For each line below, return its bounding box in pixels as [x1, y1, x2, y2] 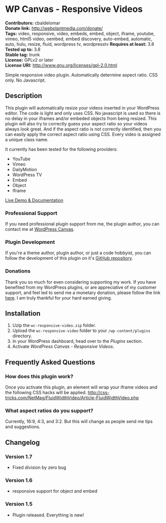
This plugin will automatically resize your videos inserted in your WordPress [5, 105, 160, 110]
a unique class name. [5, 136, 49, 142]
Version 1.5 [5, 501, 33, 508]
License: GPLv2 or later [5, 57, 54, 63]
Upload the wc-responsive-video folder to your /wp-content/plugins [12, 327, 151, 334]
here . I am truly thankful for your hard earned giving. [5, 295, 112, 301]
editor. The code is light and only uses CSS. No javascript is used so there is [5, 110, 161, 116]
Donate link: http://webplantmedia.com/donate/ [5, 25, 103, 31]
